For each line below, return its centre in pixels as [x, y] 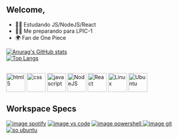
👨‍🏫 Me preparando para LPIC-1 [54, 31]
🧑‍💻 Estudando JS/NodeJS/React [56, 24]
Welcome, [26, 10]
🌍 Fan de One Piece [40, 37]
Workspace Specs [41, 109]
